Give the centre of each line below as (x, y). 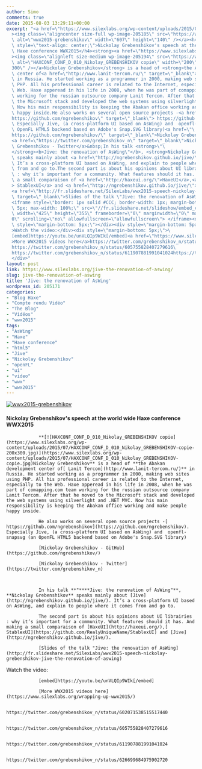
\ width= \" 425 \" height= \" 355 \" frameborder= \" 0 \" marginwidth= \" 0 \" (100, 214)
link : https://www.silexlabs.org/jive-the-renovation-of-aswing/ (90, 270)
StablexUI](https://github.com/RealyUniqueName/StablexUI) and (87, 632)
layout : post (23, 264)
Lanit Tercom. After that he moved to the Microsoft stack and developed (101, 495)
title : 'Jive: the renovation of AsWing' (59, 281)
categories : (21, 292)
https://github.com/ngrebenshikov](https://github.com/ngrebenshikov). (98, 527)
